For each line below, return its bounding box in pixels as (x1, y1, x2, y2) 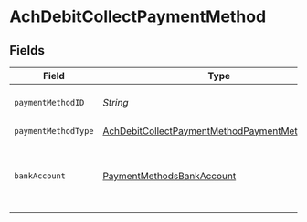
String (102, 96, 129, 108)
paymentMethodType (14, 126, 94, 136)
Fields (9, 43, 46, 58)
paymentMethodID (14, 97, 85, 107)
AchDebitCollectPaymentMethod (9, 6, 267, 27)
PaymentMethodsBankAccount (102, 170, 237, 182)
